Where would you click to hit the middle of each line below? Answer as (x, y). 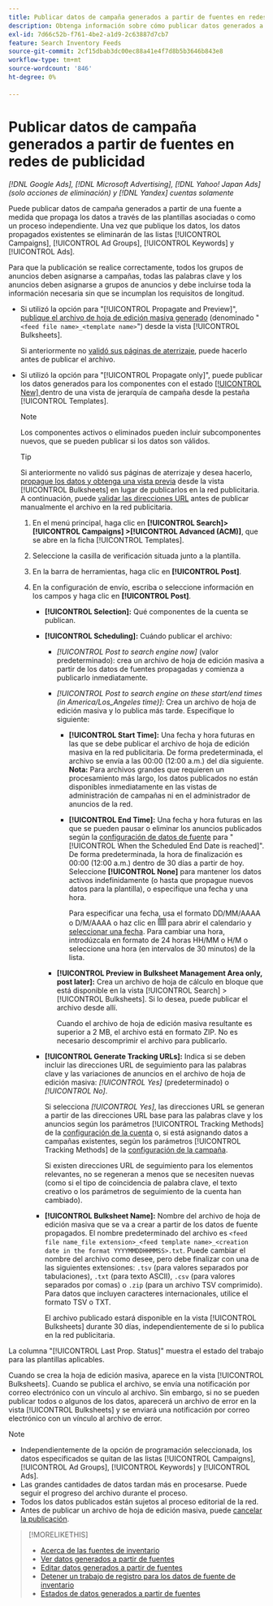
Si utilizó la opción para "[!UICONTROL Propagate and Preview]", (129, 309)
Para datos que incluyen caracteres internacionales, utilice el (146, 1293)
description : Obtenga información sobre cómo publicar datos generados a (136, 26)
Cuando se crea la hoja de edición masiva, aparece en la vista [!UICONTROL (136, 1375)
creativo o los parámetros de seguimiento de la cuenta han (143, 1191)
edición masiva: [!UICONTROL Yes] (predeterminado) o (137, 1082)
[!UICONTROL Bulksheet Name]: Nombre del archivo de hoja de (152, 1215)
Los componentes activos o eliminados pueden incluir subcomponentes (141, 432)
